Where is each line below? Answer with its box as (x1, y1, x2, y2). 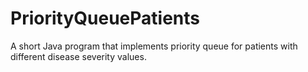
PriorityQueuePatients (10, 7, 200, 30)
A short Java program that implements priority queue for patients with (10, 40, 298, 52)
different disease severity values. (10, 50, 147, 62)
